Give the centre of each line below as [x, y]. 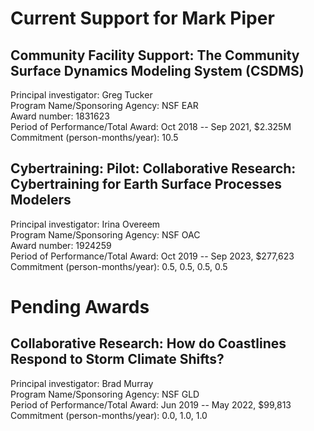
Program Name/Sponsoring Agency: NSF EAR [104, 105]
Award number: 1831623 [60, 116]
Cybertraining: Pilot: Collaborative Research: [153, 168]
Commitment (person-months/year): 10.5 [94, 137]
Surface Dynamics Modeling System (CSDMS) [157, 70]
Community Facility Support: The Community [155, 55]
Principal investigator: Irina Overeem [85, 224]
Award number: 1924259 [61, 245]
